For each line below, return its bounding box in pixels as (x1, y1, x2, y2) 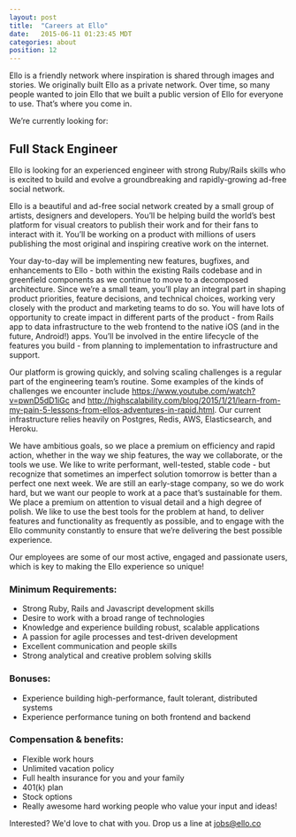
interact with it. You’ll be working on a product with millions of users (9, 229, 256, 239)
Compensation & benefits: (9, 733, 124, 746)
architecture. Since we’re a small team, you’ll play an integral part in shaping (9, 283, 286, 294)
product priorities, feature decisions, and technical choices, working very (9, 293, 276, 304)
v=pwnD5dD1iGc (9, 395, 71, 406)
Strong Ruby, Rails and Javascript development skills (21, 603, 215, 614)
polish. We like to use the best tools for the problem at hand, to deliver (9, 506, 265, 516)
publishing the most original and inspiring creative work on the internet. (9, 238, 269, 249)
